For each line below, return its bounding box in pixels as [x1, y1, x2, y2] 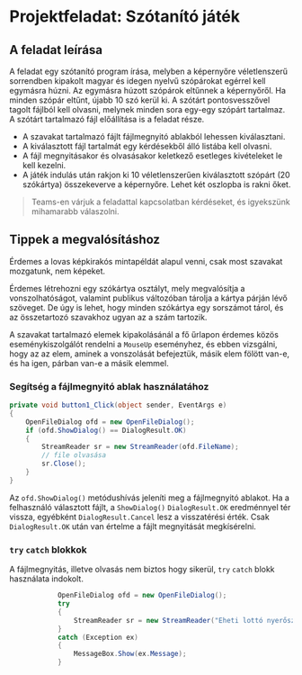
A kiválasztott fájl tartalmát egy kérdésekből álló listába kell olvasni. [22, 141, 272, 151]
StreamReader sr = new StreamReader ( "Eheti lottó [73, 616, 263, 625]
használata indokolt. [9, 573, 84, 584]
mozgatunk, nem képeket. [9, 265, 106, 276]
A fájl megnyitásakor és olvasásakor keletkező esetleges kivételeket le [22, 150, 283, 161]
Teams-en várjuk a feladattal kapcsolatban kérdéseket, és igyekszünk [31, 196, 290, 207]
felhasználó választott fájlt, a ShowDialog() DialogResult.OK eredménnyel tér [9, 501, 291, 512]
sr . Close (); [41, 459, 87, 469]
